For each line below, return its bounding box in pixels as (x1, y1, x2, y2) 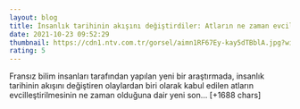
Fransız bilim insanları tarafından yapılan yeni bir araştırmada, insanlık (9, 71, 265, 81)
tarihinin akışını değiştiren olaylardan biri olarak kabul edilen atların (9, 80, 254, 91)
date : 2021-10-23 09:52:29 (9, 29, 110, 38)
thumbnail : (9, 38, 50, 47)
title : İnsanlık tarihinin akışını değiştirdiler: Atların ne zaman (9, 21, 270, 30)
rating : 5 (9, 46, 46, 55)
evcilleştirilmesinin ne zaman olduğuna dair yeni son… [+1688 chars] (9, 90, 262, 101)
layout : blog (9, 13, 58, 22)
